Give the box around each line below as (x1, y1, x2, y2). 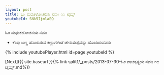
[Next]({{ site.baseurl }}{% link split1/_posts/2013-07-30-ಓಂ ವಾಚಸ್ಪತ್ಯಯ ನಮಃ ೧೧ (5, 59, 160, 65)
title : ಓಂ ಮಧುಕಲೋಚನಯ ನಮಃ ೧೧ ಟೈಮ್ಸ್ (5, 12, 75, 17)
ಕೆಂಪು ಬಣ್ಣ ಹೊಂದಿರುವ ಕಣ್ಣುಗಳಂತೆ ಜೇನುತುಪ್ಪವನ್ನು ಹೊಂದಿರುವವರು (12, 40, 112, 46)
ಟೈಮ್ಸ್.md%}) (5, 64, 31, 70)
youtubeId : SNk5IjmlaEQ (5, 16, 54, 21)
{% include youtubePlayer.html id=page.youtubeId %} (5, 50, 115, 55)
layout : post (5, 7, 32, 12)
